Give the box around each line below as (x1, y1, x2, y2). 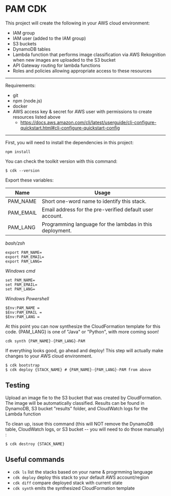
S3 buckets (12, 40, 37, 46)
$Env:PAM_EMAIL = (5, 309, 42, 315)
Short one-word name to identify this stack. (41, 197, 147, 204)
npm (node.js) (12, 97, 42, 103)
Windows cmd (5, 268, 36, 274)
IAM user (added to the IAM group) (12, 35, 87, 41)
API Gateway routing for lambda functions (12, 62, 101, 68)
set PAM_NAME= (5, 277, 36, 283)
